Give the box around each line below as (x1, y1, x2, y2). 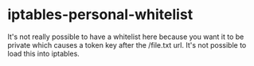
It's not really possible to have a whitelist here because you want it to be (7, 32, 244, 41)
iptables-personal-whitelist (7, 6, 193, 24)
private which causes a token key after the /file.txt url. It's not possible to (7, 40, 247, 49)
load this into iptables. (7, 49, 80, 58)
